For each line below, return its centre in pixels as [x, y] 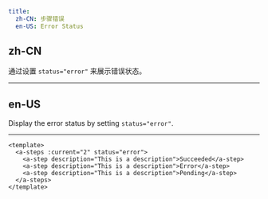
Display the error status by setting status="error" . [91, 123]
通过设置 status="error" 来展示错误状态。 [77, 71]
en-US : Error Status [49, 26]
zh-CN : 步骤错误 [40, 19]
